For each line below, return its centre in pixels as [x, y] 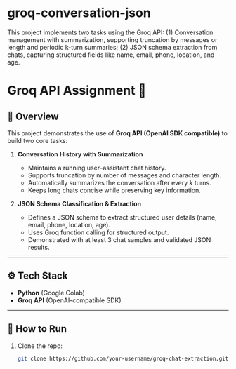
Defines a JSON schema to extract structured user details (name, [122, 217]
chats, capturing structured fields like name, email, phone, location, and [111, 55]
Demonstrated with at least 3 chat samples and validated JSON [119, 239]
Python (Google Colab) [51, 293]
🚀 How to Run [37, 329]
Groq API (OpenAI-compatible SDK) [69, 300]
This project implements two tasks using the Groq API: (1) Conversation [110, 32]
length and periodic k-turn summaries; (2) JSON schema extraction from [112, 47]
